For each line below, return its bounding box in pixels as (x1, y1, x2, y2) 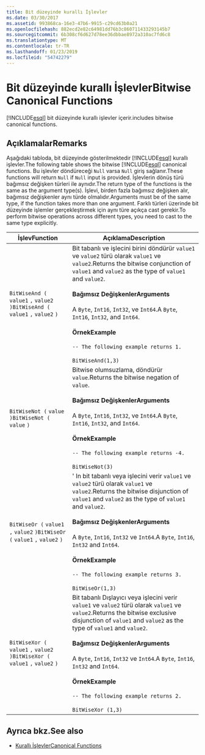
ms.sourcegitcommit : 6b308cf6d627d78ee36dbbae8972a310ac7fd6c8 (6, 32, 171, 38)
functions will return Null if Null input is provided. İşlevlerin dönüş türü (6, 174, 184, 181)
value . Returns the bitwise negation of (72, 374, 179, 382)
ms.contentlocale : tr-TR (6, 43, 70, 50)
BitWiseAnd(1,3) (72, 357, 120, 364)
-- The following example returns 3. (72, 571, 182, 578)
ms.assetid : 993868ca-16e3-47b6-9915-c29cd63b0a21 (6, 20, 138, 26)
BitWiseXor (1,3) (72, 707, 123, 713)
